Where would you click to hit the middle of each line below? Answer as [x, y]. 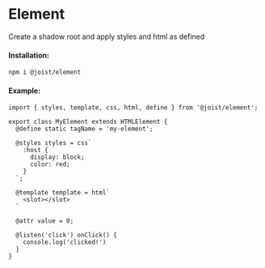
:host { [36, 151]
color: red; [50, 164]
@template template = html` [63, 193]
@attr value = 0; [45, 221]
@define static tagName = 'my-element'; [84, 129]
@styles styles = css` [54, 143]
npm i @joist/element [45, 72]
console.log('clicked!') [65, 242]
